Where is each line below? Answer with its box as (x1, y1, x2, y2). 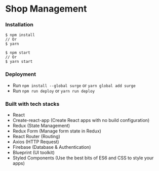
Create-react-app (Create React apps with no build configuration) (12, 117, 150, 123)
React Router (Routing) (12, 134, 61, 140)
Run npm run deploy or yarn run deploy (12, 88, 95, 94)
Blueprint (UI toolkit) (12, 150, 55, 156)
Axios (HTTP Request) (12, 139, 59, 145)
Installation (5, 21, 34, 28)
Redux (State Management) (12, 122, 70, 129)
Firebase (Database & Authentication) (12, 144, 91, 150)
